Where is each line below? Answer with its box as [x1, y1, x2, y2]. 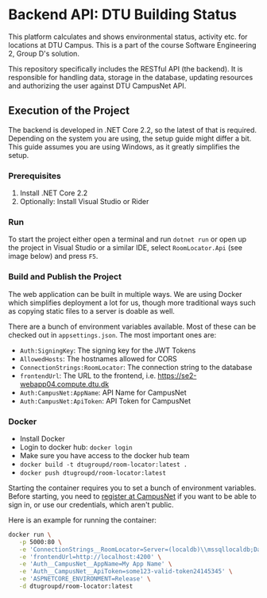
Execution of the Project [8, 104, 130, 118]
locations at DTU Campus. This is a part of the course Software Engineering [8, 40, 257, 49]
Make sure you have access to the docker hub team [19, 450, 190, 460]
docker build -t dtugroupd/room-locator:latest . [19, 461, 188, 469]
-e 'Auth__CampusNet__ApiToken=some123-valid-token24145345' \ [18, 568, 233, 576]
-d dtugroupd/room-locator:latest [18, 582, 133, 591]
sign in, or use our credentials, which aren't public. [8, 500, 174, 509]
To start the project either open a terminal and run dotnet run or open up [8, 234, 247, 244]
